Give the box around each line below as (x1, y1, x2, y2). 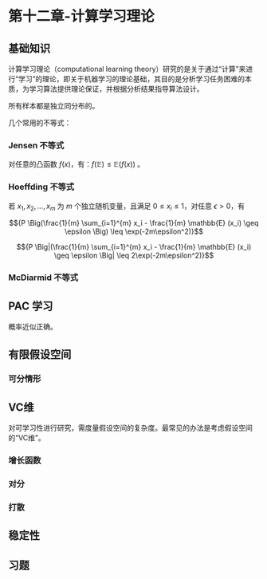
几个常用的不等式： (8, 118, 72, 128)
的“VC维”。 (8, 433, 45, 443)
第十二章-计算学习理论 (8, 7, 155, 26)
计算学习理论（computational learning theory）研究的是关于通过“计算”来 (8, 65, 246, 73)
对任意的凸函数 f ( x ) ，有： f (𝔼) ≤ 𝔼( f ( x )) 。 (8, 160, 145, 169)
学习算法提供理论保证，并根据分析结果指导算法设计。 (29, 85, 204, 93)
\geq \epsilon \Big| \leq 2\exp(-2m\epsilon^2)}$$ (53, 250, 214, 260)
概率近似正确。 (8, 322, 57, 332)
